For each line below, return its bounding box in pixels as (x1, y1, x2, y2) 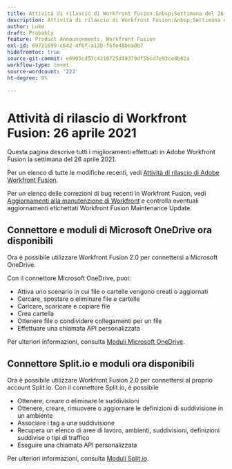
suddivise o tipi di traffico (17, 433, 90, 441)
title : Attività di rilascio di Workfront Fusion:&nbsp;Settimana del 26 (7, 10, 224, 17)
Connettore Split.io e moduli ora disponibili (7, 358, 195, 369)
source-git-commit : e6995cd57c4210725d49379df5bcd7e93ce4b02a (7, 55, 190, 62)
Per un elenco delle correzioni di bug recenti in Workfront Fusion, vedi (7, 190, 206, 198)
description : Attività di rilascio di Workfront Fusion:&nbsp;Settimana (7, 17, 221, 24)
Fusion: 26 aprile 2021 (7, 125, 137, 140)
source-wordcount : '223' (7, 68, 79, 75)
